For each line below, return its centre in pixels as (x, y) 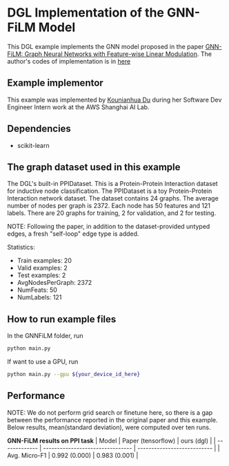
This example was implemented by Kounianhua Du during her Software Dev (114, 100)
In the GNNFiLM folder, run (46, 336)
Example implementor (55, 83)
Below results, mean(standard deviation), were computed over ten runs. (109, 427)
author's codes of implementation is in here (69, 61)
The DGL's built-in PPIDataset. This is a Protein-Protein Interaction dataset (113, 184)
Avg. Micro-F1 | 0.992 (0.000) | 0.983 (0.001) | (73, 455)
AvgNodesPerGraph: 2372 (54, 283)
